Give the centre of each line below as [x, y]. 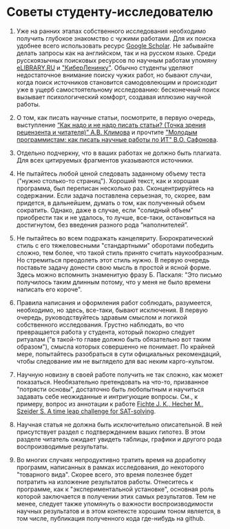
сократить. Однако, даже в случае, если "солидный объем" [105, 210]
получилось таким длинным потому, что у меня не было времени [114, 282]
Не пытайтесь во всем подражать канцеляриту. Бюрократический [115, 238]
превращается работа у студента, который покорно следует [106, 332]
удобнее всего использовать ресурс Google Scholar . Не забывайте [115, 45]
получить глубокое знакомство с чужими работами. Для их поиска [116, 38]
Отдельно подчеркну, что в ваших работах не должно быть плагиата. [119, 153]
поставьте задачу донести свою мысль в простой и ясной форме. [114, 267]
